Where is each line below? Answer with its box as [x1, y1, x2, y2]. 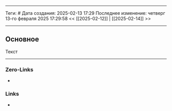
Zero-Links [5, 66, 34, 73]
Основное [5, 35, 39, 44]
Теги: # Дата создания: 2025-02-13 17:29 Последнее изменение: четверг [5, 10, 165, 16]
